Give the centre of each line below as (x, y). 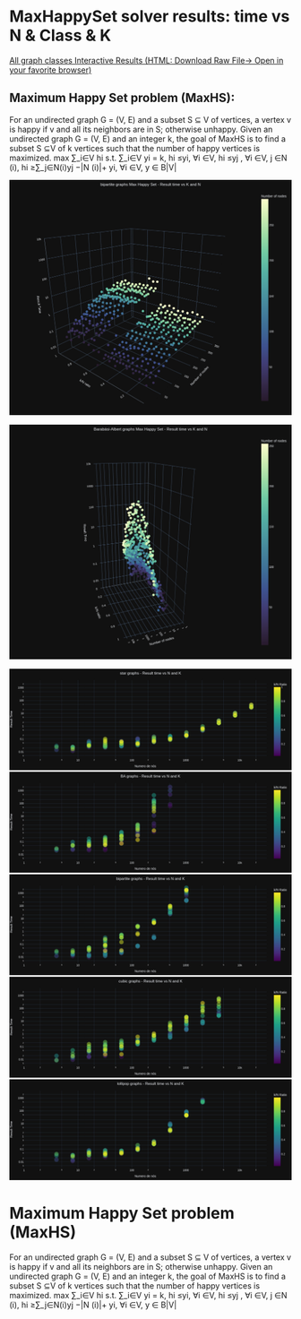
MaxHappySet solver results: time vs (150, 17)
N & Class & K (60, 35)
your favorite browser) (51, 70)
